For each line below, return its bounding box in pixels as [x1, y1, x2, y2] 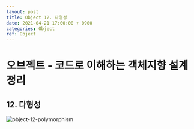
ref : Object [6, 31, 36, 37]
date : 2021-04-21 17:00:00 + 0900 [6, 20, 93, 26]
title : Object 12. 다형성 [6, 14, 67, 20]
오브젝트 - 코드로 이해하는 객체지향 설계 [6, 59, 189, 73]
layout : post [6, 8, 39, 15]
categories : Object [6, 25, 55, 32]
